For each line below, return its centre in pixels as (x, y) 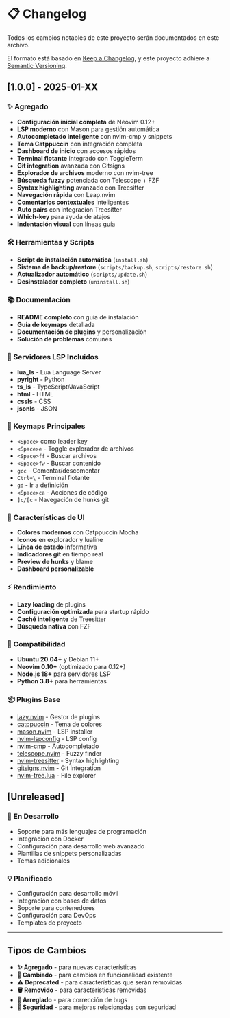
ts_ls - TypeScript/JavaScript (58, 387)
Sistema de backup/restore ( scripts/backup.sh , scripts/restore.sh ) (115, 267)
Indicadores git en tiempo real (60, 554)
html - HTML (35, 394)
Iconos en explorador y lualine (60, 540)
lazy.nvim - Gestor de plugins (59, 717)
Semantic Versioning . (37, 65)
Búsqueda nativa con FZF (54, 626)
